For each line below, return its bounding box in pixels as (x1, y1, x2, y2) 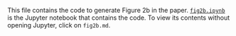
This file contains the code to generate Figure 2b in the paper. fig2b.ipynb (7, 6, 225, 14)
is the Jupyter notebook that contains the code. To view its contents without (7, 13, 230, 22)
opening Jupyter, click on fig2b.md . (7, 21, 111, 29)
